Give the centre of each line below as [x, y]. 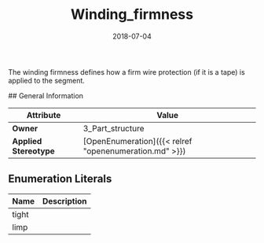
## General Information [46, 95]
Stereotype [33, 151]
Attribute [44, 115]
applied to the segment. [46, 80]
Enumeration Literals [60, 179]
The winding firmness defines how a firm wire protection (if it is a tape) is [126, 72]
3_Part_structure [114, 128]
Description [65, 201]
